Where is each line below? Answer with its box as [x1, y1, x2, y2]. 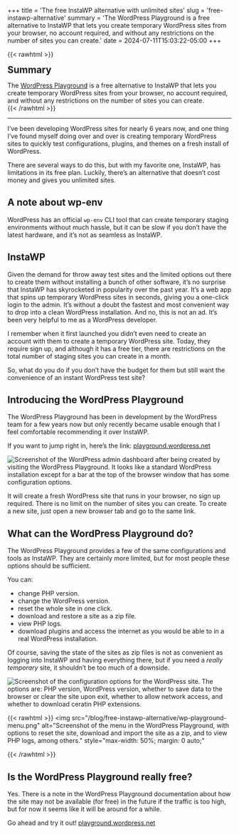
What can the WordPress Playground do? [7, 527, 194, 539]
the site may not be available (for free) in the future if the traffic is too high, [7, 797, 226, 806]
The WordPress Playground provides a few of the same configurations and [7, 547, 226, 555]
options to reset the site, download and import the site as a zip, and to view [7, 729, 228, 737]
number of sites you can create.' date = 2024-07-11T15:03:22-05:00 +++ [7, 36, 222, 45]
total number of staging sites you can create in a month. [7, 352, 171, 360]
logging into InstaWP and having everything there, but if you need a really [7, 656, 223, 665]
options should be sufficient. [7, 561, 91, 570]
